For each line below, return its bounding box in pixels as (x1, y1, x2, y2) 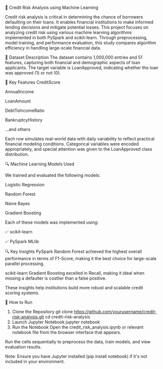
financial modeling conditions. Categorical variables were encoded (5, 141, 139, 147)
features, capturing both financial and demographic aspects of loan (5, 60, 140, 65)
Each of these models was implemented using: (5, 219, 99, 225)
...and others (5, 126, 31, 132)
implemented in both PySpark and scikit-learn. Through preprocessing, (5, 35, 147, 40)
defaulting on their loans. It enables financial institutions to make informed (5, 19, 154, 25)
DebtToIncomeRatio (5, 107, 45, 113)
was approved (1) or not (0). (5, 70, 61, 75)
